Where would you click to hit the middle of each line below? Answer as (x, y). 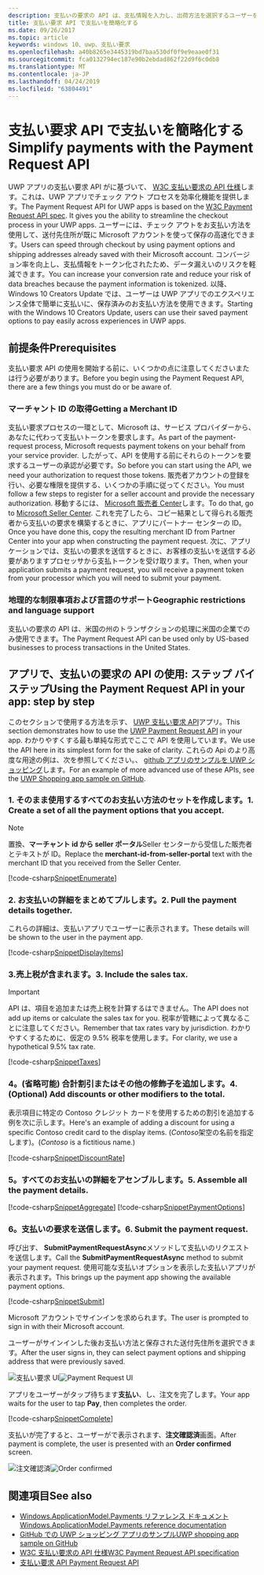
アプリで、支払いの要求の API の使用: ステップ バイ (132, 674)
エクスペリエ (234, 294)
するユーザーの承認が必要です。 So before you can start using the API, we (133, 465)
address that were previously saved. (67, 1361)
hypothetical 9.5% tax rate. (52, 1047)
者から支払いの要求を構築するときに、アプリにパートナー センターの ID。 (127, 523)
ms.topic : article (38, 37)
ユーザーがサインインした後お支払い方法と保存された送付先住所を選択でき (128, 1343)
